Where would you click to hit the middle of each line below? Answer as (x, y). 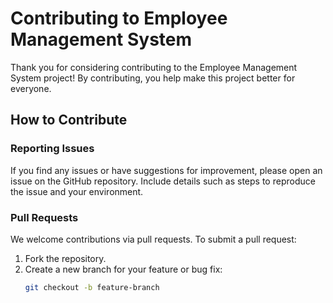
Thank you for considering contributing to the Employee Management (154, 67)
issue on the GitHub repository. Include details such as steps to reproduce (163, 181)
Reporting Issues (52, 149)
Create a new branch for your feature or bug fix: (123, 269)
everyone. (31, 88)
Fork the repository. (65, 258)
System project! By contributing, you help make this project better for (153, 78)
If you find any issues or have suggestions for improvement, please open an (166, 170)
